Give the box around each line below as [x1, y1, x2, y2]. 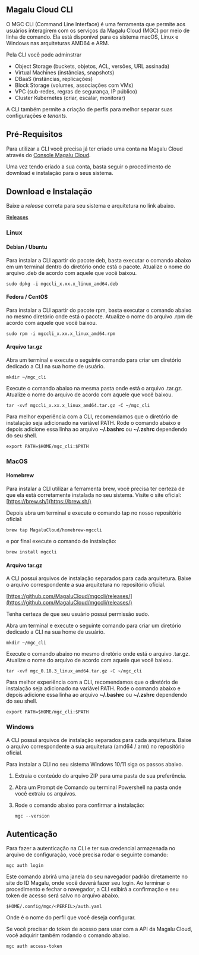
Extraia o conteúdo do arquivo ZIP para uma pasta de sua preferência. [14, 772, 187, 779]
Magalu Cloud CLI [6, 5, 73, 15]
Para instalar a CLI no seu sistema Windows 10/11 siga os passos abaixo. [6, 760, 184, 768]
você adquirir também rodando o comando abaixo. [6, 932, 131, 939]
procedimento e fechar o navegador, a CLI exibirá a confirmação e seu [6, 886, 179, 893]
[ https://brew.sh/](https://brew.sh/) [6, 498, 91, 505]
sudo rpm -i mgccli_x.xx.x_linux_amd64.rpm [6, 330, 116, 337]
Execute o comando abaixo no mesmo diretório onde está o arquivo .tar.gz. [6, 650, 190, 657]
